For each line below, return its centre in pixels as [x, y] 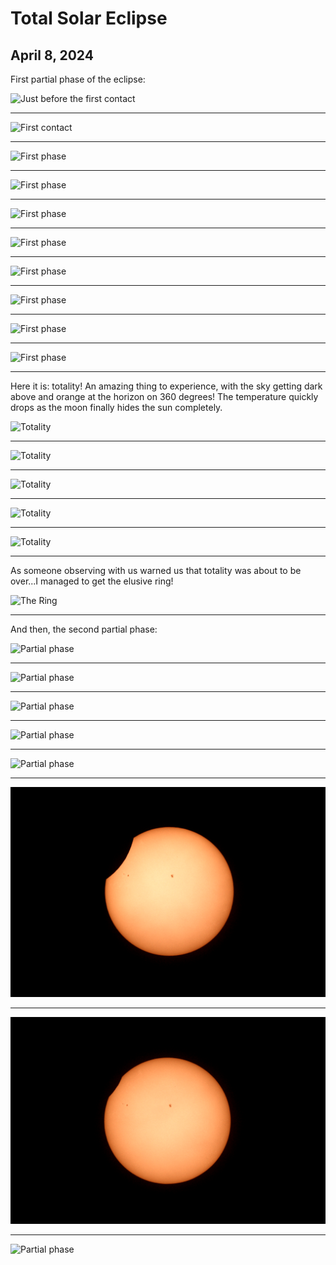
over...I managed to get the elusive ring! [92, 581]
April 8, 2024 [52, 55]
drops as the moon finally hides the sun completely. [116, 407]
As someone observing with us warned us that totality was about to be [156, 570]
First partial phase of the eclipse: [78, 79]
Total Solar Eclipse [89, 18]
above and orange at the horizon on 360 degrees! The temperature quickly [164, 396]
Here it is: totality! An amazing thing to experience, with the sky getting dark [166, 386]
